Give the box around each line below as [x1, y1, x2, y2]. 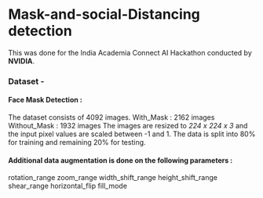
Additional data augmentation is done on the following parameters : [8, 155, 233, 165]
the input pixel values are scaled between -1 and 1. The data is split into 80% [8, 129, 256, 139]
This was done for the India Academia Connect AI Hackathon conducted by [8, 48, 253, 57]
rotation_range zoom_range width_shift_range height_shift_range [8, 173, 218, 182]
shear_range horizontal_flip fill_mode [8, 182, 128, 191]
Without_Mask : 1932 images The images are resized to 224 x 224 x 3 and [8, 121, 248, 131]
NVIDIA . [8, 56, 35, 66]
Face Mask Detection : [8, 95, 82, 105]
